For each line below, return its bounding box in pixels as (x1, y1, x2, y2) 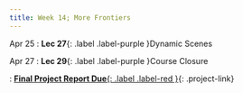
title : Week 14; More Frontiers (9, 13, 131, 23)
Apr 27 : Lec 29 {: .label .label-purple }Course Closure (9, 55, 209, 66)
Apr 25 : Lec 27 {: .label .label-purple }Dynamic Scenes (9, 38, 213, 49)
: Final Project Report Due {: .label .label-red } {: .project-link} (9, 73, 235, 84)
